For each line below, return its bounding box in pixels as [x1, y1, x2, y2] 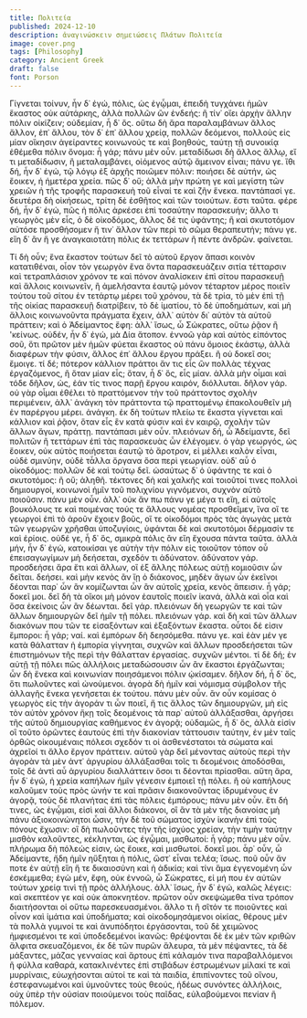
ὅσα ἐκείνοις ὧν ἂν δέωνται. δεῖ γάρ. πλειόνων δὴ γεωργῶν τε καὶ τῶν [9, 600, 283, 612]
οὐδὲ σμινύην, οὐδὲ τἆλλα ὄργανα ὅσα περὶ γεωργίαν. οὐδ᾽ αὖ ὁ [9, 455, 257, 466]
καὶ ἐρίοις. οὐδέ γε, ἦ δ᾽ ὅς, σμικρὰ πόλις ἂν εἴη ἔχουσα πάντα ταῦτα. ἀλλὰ [9, 532, 298, 543]
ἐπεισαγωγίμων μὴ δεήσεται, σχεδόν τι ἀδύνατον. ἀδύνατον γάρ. [9, 551, 259, 562]
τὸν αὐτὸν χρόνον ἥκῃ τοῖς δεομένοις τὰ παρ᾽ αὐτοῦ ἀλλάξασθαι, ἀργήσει [9, 707, 294, 718]
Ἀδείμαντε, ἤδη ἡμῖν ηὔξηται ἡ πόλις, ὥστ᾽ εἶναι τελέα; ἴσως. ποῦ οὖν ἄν [9, 853, 287, 864]
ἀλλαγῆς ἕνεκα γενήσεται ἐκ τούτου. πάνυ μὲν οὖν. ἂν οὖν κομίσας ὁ [9, 687, 277, 698]
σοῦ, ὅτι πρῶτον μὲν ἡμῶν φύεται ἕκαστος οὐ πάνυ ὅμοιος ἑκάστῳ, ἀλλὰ [9, 339, 291, 350]
